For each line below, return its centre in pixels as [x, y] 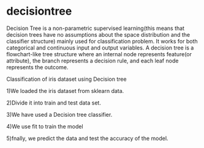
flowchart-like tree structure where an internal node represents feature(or [99, 54]
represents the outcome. [37, 67]
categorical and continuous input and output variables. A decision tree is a [100, 48]
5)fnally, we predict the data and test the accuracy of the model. [87, 138]
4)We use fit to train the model [45, 126]
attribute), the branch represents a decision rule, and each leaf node [93, 61]
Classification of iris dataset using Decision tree [66, 79]
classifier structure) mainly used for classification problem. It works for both [102, 41]
